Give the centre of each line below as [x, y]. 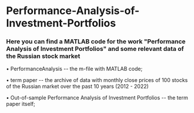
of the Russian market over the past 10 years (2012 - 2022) [77, 87]
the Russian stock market [43, 56]
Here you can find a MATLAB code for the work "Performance [96, 42]
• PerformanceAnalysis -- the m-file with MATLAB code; [74, 69]
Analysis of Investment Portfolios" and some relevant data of [95, 49]
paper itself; [21, 104]
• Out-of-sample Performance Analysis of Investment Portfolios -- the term [97, 98]
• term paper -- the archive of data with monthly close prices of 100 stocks [97, 80]
